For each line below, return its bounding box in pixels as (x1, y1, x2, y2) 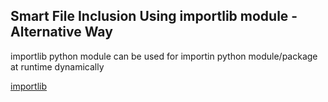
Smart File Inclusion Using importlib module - (10, 8, 298, 25)
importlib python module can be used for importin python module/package (10, 50, 318, 62)
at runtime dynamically (10, 60, 105, 73)
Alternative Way (10, 24, 113, 41)
